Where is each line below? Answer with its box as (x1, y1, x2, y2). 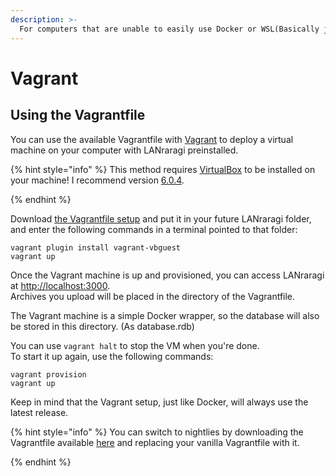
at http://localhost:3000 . (10, 279, 111, 291)
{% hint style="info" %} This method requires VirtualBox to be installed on (10, 163, 316, 175)
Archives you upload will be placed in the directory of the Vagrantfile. (10, 290, 296, 302)
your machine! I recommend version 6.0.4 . (10, 174, 185, 186)
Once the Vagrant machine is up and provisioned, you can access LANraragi (10, 269, 325, 281)
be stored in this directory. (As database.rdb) (10, 320, 195, 332)
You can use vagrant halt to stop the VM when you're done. (10, 339, 260, 351)
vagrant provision (10, 369, 87, 380)
